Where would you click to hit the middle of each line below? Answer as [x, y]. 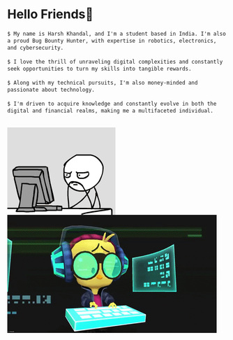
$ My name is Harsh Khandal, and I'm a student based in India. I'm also [117, 34]
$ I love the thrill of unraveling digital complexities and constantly [115, 62]
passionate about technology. [51, 90]
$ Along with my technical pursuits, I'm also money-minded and [103, 83]
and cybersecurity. [36, 48]
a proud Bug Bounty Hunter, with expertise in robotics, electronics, [112, 41]
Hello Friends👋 [51, 14]
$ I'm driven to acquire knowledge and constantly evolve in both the [112, 104]
